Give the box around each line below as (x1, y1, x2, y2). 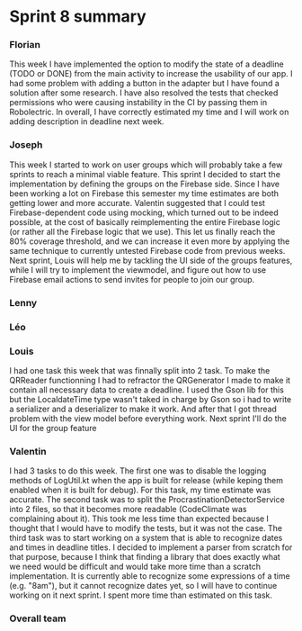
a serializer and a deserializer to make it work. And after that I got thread (9, 403, 277, 414)
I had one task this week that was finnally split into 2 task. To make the (9, 365, 271, 375)
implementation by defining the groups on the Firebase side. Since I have (9, 178, 280, 189)
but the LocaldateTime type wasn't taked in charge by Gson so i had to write (9, 393, 292, 404)
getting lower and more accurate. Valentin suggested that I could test (9, 197, 265, 208)
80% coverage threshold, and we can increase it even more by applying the (9, 236, 290, 247)
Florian (9, 39, 40, 51)
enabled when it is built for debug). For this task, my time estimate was (9, 484, 271, 496)
